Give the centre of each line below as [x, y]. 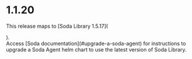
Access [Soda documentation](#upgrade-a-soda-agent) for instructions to [96, 43]
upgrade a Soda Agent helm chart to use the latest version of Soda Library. [96, 49]
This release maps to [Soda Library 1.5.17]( [57, 26]
